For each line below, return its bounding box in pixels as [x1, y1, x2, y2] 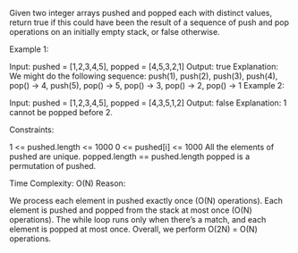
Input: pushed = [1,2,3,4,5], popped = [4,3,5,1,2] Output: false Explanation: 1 [9, 97, 287, 108]
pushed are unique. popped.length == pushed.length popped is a [9, 151, 251, 162]
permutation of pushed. [9, 161, 97, 171]
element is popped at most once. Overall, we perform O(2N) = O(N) [9, 223, 258, 234]
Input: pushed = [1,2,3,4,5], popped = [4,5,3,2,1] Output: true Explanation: [9, 62, 279, 72]
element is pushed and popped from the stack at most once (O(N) [9, 205, 252, 215]
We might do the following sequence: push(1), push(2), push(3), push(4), [9, 71, 278, 81]
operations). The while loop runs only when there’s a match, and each [9, 215, 267, 224]
